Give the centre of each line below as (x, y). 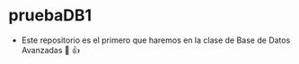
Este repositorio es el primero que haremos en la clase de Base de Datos (156, 40)
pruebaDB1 (50, 16)
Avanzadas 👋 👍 (50, 50)
